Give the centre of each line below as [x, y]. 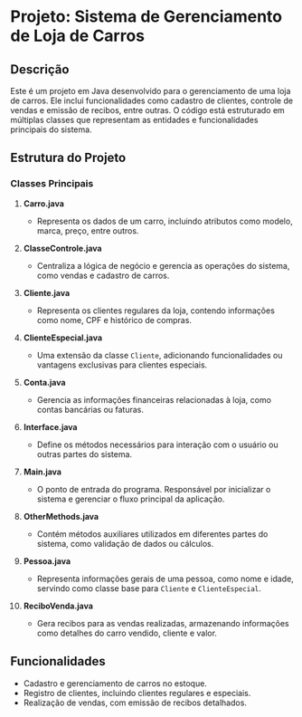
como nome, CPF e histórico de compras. [114, 320]
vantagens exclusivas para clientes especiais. [122, 365]
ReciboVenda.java [58, 606]
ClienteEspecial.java [63, 338]
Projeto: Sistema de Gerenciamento [146, 17]
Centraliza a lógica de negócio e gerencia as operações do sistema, [163, 265]
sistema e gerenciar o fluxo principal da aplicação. [131, 499]
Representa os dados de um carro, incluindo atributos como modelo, [165, 221]
